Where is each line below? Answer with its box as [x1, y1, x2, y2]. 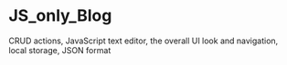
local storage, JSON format [8, 44, 112, 55]
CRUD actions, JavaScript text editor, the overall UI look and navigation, [8, 35, 279, 46]
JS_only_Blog [8, 5, 112, 26]
